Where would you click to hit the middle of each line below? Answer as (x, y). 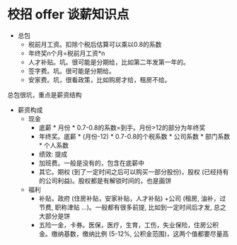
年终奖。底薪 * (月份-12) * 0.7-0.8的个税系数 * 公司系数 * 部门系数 (134, 136)
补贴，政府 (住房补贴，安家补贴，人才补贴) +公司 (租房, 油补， (129, 198)
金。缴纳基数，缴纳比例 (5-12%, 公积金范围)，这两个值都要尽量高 (134, 234)
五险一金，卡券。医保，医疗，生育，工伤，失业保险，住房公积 (129, 224)
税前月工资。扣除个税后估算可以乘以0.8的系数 (95, 44)
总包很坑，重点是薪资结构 (45, 95)
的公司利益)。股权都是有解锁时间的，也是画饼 (105, 181)
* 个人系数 (54, 145)
